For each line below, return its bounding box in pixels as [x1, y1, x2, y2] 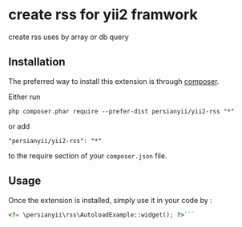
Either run [8, 92, 41, 102]
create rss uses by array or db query [8, 32, 130, 42]
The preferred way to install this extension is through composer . [8, 76, 220, 86]
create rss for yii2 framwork [8, 6, 198, 24]
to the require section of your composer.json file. [8, 150, 167, 161]
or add [8, 121, 30, 131]
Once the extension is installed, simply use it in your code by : [8, 195, 212, 205]
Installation [8, 55, 66, 69]
